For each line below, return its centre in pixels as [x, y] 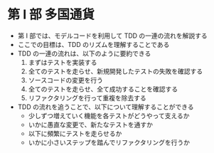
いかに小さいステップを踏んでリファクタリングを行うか [109, 142]
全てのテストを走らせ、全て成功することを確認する [103, 89]
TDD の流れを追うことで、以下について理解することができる [106, 107]
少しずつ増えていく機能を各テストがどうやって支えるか [109, 115]
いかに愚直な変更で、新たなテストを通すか [91, 125]
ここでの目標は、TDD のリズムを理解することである [93, 44]
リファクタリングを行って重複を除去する [87, 97]
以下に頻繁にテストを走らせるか [75, 133]
